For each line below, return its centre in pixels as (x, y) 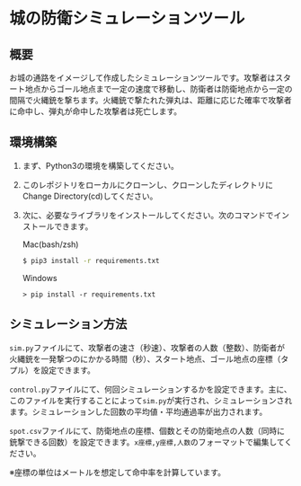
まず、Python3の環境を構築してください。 (101, 165)
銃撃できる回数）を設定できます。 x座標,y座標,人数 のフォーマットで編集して (147, 442)
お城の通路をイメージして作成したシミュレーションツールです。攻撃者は (142, 78)
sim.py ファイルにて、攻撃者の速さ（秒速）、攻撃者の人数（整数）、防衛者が (147, 348)
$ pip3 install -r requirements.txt (91, 261)
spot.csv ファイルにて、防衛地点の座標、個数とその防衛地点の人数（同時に (147, 430)
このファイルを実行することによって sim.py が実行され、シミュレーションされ (151, 400)
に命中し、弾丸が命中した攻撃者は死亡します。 (96, 111)
